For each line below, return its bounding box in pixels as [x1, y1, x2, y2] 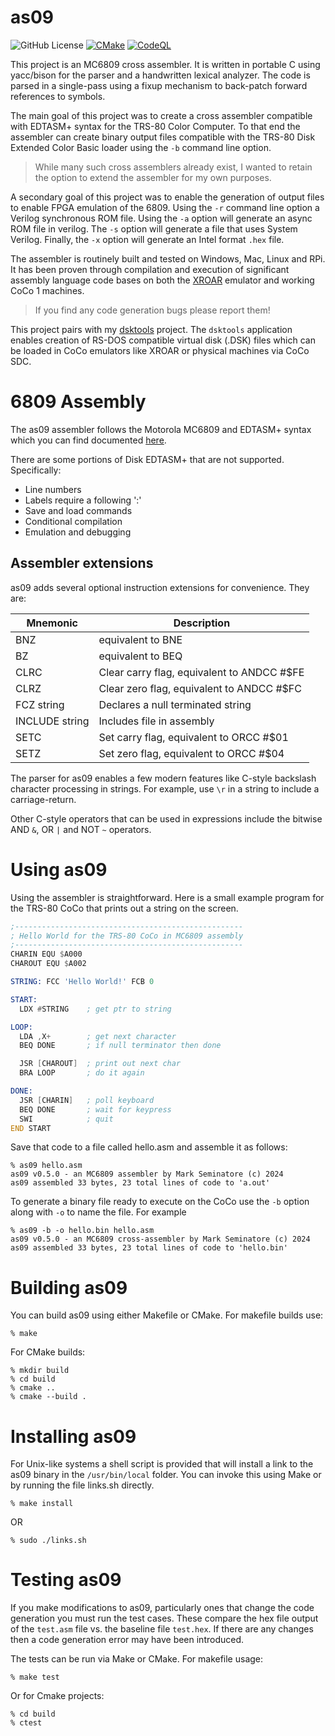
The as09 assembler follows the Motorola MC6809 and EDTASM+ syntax [10, 423, 312, 435]
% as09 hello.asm [10, 1161, 83, 1171]
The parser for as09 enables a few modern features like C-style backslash [10, 772, 317, 784]
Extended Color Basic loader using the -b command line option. [10, 141, 272, 153]
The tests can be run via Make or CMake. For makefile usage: [10, 1653, 264, 1665]
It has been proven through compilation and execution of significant [10, 263, 290, 275]
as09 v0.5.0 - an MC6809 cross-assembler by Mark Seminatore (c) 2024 [10, 1234, 311, 1245]
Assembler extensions [10, 555, 154, 572]
